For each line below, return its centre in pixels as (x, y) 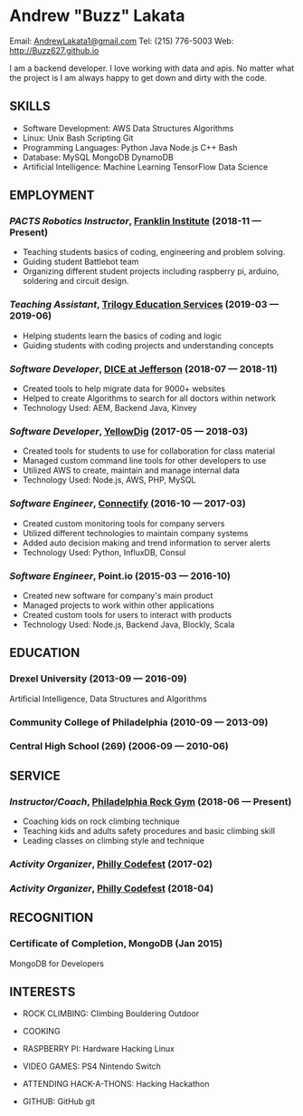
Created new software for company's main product (118, 595)
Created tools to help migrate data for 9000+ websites (124, 389)
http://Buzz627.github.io (54, 50)
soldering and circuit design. (76, 281)
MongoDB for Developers (57, 964)
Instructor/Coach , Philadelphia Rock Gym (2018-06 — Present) (151, 801)
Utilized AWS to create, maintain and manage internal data (131, 470)
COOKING (41, 1032)
